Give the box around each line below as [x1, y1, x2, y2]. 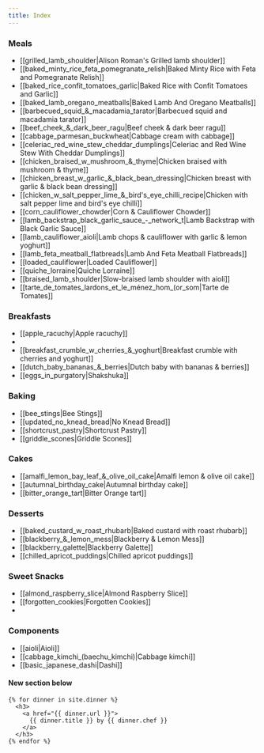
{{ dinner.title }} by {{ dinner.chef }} [28, 717, 168, 725]
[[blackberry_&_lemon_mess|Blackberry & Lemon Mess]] [19, 535, 205, 544]
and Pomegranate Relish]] [19, 72, 105, 81]
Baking [8, 391, 36, 402]
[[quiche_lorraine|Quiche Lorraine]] [19, 266, 135, 275]
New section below [8, 678, 73, 688]
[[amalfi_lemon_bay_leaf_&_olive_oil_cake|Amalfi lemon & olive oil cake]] [19, 471, 255, 481]
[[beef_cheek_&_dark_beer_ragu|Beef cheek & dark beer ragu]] [19, 123, 227, 132]
